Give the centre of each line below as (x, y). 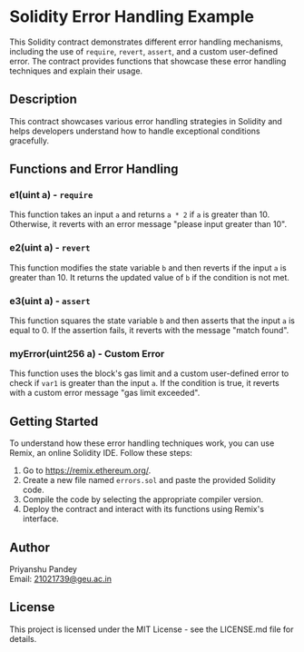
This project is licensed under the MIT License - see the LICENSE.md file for (152, 629)
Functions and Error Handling (94, 169)
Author (29, 547)
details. (23, 638)
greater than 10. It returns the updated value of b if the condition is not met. (150, 277)
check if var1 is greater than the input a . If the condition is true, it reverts (144, 383)
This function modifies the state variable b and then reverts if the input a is (148, 267)
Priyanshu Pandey (43, 568)
